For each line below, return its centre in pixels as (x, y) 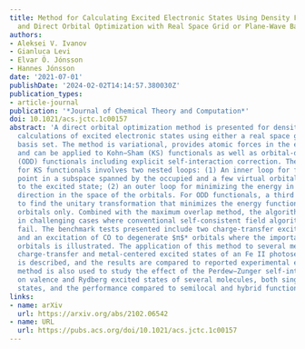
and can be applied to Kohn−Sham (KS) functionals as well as (138, 153)
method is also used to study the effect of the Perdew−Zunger (139, 272)
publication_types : (46, 94)
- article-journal (44, 102)
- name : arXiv (36, 305)
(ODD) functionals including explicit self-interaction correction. (150, 161)
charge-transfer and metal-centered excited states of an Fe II (142, 254)
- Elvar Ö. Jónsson (46, 60)
